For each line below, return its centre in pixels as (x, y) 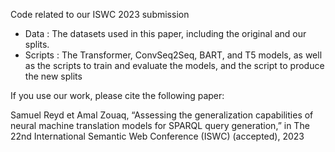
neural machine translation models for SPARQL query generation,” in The (160, 125)
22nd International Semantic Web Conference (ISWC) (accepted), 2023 (157, 136)
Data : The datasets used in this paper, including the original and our (165, 33)
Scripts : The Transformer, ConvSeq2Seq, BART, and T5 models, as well (173, 55)
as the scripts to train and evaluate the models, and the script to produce (174, 65)
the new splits (53, 76)
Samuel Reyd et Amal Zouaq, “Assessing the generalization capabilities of (162, 115)
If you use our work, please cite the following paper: (117, 95)
